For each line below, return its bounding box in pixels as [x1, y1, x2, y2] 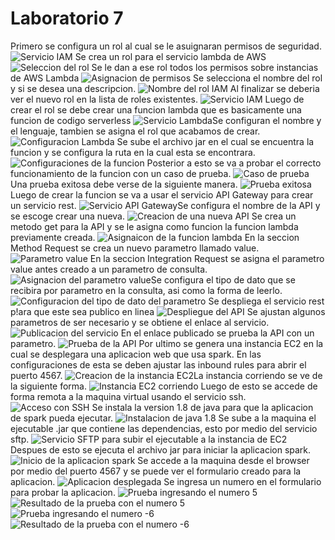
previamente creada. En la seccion [10, 231, 300, 243]
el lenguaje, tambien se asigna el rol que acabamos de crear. [10, 125, 261, 137]
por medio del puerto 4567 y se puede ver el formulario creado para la [10, 465, 302, 477]
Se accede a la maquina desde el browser [137, 454, 310, 466]
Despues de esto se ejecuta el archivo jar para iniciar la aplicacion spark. [10, 443, 312, 456]
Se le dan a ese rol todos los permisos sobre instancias [91, 61, 319, 73]
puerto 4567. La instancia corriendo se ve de [10, 369, 323, 381]
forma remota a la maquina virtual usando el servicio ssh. [10, 390, 247, 402]
